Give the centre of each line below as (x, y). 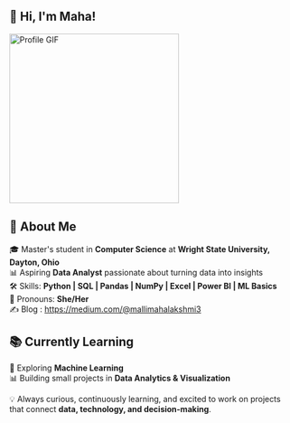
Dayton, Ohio (35, 262)
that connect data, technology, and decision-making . (111, 409)
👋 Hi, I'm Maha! (53, 17)
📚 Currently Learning (71, 342)
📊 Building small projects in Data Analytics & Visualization (120, 378)
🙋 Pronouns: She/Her (49, 298)
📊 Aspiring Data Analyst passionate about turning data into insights (136, 272)
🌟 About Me (43, 227)
